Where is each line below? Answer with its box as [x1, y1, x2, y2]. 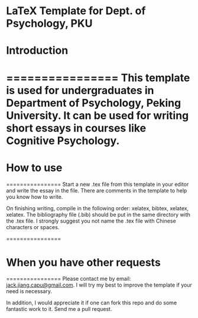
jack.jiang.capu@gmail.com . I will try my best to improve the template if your [6, 281, 192, 288]
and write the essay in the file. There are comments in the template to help [6, 187, 187, 194]
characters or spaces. [6, 223, 60, 230]
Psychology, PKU [6, 17, 93, 30]
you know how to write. [6, 193, 63, 200]
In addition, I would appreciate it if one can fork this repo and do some [6, 299, 177, 306]
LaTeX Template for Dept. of [6, 4, 146, 18]
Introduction [6, 44, 69, 57]
